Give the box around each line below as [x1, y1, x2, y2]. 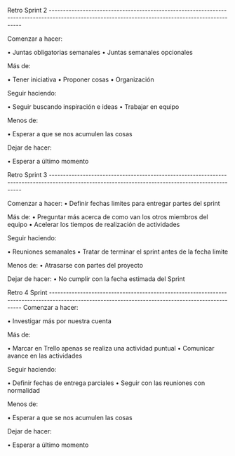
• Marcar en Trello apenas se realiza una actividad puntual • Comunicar [7, 344, 215, 352]
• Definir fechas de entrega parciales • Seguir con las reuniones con [7, 379, 206, 387]
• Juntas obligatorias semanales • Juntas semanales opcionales [7, 48, 193, 56]
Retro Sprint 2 [7, 6, 48, 14]
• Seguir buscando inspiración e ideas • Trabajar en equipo [7, 103, 180, 111]
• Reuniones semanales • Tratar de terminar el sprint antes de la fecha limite [7, 247, 229, 256]
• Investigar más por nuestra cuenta [7, 317, 112, 325]
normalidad [7, 386, 41, 394]
